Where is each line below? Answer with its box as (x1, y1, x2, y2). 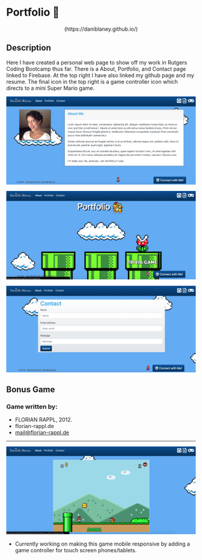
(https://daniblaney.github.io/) (64, 25, 138, 33)
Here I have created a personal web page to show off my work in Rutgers (6, 58, 188, 66)
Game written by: (6, 402, 58, 411)
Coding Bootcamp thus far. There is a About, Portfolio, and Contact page (6, 65, 186, 72)
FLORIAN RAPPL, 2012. (14, 416, 73, 423)
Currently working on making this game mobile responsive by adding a (14, 540, 191, 547)
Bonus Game (6, 384, 55, 394)
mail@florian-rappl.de (14, 429, 69, 436)
